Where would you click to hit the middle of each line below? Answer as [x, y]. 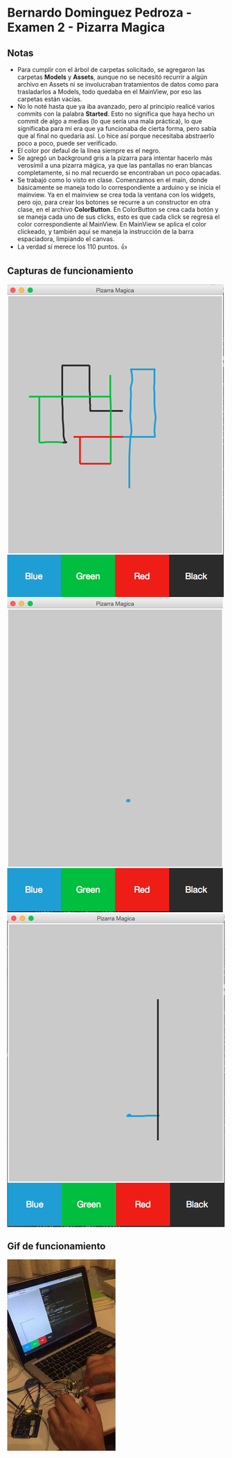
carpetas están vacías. [50, 99]
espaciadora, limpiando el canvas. [66, 239]
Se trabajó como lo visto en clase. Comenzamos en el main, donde [112, 180]
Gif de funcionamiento [56, 1246]
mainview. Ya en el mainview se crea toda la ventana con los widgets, [116, 195]
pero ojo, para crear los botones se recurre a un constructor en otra [114, 202]
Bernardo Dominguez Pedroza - [100, 13]
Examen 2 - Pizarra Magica [86, 27]
